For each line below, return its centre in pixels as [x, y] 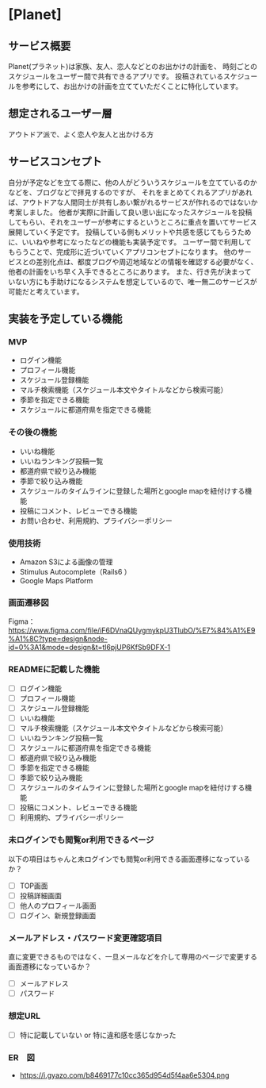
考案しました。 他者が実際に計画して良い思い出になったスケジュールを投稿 [130, 212]
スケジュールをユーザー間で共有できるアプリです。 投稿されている [116, 76]
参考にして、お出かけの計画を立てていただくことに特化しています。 [132, 86]
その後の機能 [33, 433]
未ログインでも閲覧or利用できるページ [81, 840]
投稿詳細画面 [40, 895]
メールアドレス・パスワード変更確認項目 [85, 938]
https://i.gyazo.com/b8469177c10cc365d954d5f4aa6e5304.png [124, 1075]
